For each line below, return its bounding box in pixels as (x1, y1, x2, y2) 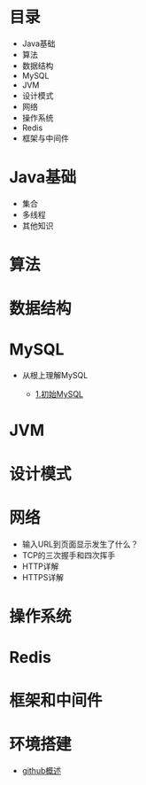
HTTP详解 (21, 561, 59, 571)
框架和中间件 (9, 691, 104, 711)
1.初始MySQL (35, 389, 84, 400)
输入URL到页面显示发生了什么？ (21, 539, 139, 549)
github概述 (21, 766, 62, 775)
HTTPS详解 (21, 571, 65, 582)
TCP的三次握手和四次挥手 (21, 549, 116, 560)
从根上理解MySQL (21, 370, 88, 381)
